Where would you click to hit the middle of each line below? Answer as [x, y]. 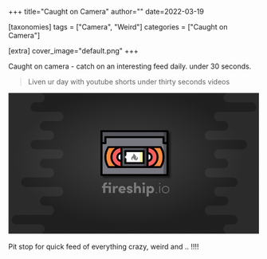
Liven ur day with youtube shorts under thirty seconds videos [129, 82]
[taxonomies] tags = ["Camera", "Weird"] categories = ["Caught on [118, 27]
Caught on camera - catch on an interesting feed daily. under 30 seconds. [130, 66]
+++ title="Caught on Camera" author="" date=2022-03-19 [106, 12]
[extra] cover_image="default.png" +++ [74, 51]
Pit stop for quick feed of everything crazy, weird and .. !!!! [104, 247]
